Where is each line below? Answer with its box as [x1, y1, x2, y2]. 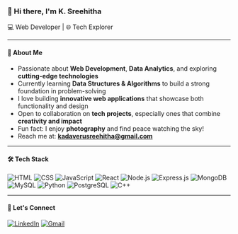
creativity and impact [17, 117, 83, 125]
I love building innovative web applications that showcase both [17, 94, 204, 103]
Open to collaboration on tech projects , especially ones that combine [17, 109, 221, 117]
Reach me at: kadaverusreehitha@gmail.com [17, 131, 153, 140]
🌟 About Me [7, 48, 42, 57]
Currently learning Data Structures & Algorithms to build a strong [17, 79, 210, 88]
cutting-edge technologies [17, 71, 99, 80]
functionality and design [17, 102, 89, 110]
